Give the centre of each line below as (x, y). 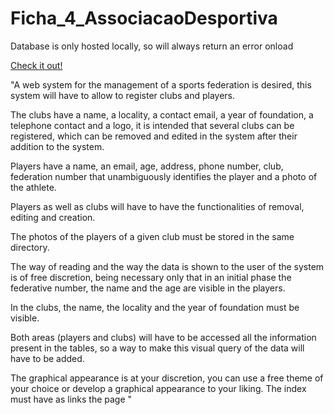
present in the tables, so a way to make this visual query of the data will (157, 348)
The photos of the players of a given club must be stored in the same (152, 236)
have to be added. (47, 358)
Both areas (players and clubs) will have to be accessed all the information (163, 337)
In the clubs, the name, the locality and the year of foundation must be (155, 307)
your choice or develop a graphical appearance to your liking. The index (158, 388)
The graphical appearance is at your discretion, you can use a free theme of (167, 378)
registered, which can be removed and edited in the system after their (154, 136)
